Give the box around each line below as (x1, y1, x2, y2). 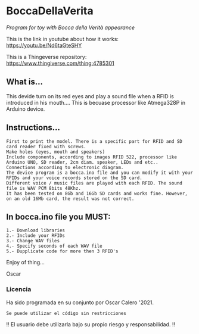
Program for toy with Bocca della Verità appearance (6, 24, 135, 31)
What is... (6, 77, 43, 87)
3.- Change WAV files (6, 238, 60, 244)
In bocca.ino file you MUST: (6, 211, 111, 221)
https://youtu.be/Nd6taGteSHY (6, 42, 82, 49)
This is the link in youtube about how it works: (6, 35, 119, 42)
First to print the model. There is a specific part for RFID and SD (6, 138, 183, 144)
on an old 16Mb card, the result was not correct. (6, 195, 135, 202)
